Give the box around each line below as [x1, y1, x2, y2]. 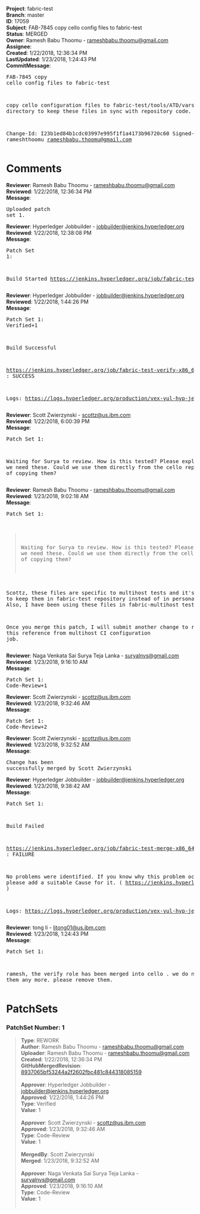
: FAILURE [6, 850, 35, 858]
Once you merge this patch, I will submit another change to [6, 623, 189, 631]
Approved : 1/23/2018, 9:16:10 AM [20, 1182, 103, 1190]
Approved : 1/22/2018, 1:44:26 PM [20, 1094, 104, 1101]
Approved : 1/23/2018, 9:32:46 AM [20, 1126, 105, 1133]
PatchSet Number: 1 [6, 1023, 65, 1032]
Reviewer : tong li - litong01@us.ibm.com [6, 924, 106, 931]
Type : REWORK [20, 1037, 60, 1044]
